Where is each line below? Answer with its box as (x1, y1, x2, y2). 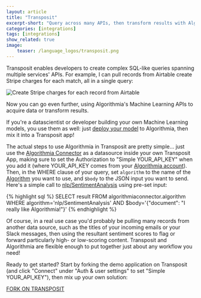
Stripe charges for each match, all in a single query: (6, 77, 133, 84)
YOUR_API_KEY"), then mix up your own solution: (6, 273, 128, 281)
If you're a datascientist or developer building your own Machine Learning (6, 118, 188, 126)
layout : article (6, 8, 47, 15)
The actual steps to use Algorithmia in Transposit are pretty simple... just (6, 142, 185, 150)
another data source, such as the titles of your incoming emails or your (6, 223, 181, 231)
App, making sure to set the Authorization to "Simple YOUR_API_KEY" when (6, 156, 193, 163)
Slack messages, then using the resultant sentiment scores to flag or (6, 230, 175, 237)
